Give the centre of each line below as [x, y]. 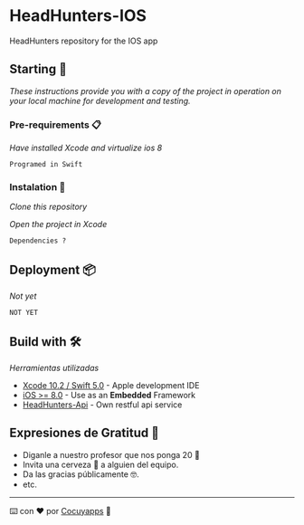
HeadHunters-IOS [78, 16]
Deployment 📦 [53, 269]
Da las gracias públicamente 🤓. [81, 474]
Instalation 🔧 [38, 186]
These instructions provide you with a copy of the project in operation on [146, 91]
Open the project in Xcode [58, 224]
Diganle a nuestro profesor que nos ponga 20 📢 [111, 454]
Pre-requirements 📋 [56, 125]
